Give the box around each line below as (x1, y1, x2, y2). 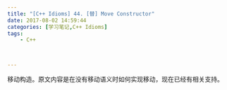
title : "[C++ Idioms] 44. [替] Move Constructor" (7, 10, 155, 18)
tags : (7, 30, 23, 37)
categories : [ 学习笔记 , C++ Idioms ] (7, 23, 108, 30)
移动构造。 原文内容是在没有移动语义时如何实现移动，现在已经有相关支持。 (7, 75, 223, 84)
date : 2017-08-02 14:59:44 (7, 17, 87, 24)
